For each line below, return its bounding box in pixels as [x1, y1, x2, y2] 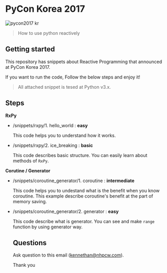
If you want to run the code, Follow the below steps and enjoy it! [5, 74, 141, 80]
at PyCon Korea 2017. [5, 64, 50, 70]
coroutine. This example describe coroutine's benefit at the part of [12, 193, 154, 199]
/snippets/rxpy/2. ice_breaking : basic [12, 142, 93, 148]
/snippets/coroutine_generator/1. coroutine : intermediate [12, 178, 135, 184]
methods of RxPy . [12, 158, 49, 164]
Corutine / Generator [5, 167, 51, 173]
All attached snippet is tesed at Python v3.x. [17, 84, 111, 90]
